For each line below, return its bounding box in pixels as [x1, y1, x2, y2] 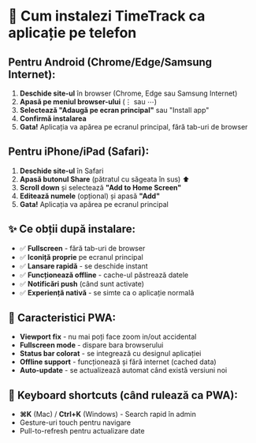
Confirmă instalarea [19, 114, 87, 123]
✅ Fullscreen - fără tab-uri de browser [19, 243, 146, 253]
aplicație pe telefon [8, 24, 137, 42]
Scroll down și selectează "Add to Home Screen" [19, 182, 182, 192]
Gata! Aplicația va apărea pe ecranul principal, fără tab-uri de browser [19, 122, 248, 131]
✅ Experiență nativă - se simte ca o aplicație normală [19, 287, 195, 297]
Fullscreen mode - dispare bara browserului [19, 340, 164, 350]
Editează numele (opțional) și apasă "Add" [19, 191, 160, 201]
